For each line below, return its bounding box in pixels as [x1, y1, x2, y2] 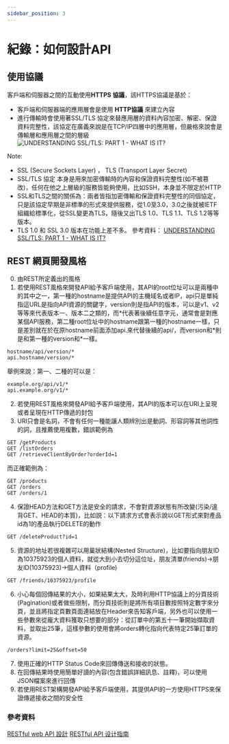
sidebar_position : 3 [7, 10, 66, 17]
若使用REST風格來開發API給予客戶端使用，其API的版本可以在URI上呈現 [16, 400, 217, 408]
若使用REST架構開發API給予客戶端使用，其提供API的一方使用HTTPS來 [16, 685, 215, 693]
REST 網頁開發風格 [7, 255, 87, 267]
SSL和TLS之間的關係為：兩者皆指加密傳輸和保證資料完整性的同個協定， [16, 191, 219, 200]
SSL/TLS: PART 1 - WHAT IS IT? [16, 234, 106, 242]
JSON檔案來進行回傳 [16, 677, 77, 685]
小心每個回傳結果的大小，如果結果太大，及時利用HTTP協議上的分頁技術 [16, 590, 219, 599]
